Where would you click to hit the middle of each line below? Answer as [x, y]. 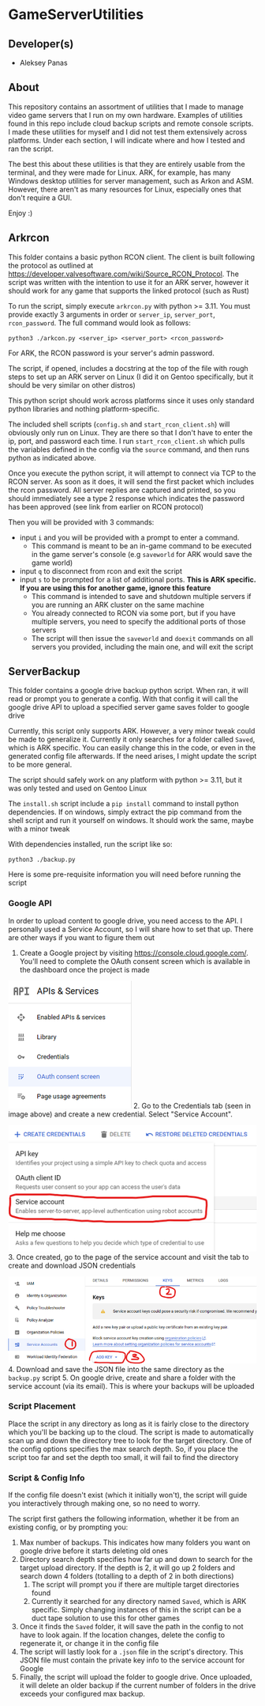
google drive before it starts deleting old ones [93, 1551]
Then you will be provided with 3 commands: [81, 522]
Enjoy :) [21, 213]
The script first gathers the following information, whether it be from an [123, 1519]
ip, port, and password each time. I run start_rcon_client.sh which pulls [127, 441]
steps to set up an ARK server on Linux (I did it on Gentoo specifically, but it [131, 377]
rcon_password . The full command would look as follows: [99, 323]
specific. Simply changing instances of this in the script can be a [136, 1610]
